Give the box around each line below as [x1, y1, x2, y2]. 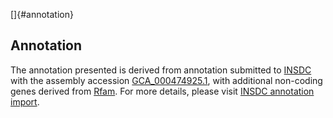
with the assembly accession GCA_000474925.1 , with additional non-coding [10, 74, 323, 86]
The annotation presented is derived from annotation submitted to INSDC [10, 64, 312, 76]
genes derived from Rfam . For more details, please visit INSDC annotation [10, 85, 315, 97]
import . [10, 95, 40, 108]
